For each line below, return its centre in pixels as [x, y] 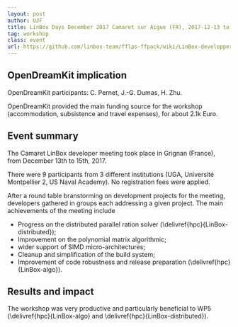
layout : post [27, 14]
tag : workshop [28, 34]
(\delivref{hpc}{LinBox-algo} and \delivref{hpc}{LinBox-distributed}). [108, 316]
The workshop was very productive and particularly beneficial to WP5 [109, 309]
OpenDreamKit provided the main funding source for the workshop [105, 106]
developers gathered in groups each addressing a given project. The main [115, 203]
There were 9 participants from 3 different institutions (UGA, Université [111, 174]
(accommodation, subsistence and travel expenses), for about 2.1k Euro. [113, 113]
